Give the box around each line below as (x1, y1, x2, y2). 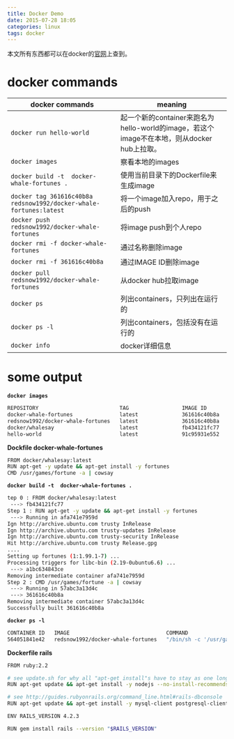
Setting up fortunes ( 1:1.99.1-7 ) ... (7, 553, 120, 560)
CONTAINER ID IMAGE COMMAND (7, 629, 189, 637)
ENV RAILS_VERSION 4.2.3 (7, 713, 79, 719)
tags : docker (7, 29, 45, 37)
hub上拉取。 (120, 144, 162, 154)
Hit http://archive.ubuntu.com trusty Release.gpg (7, 540, 157, 547)
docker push (10, 216, 51, 224)
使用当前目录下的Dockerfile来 (120, 170, 217, 180)
